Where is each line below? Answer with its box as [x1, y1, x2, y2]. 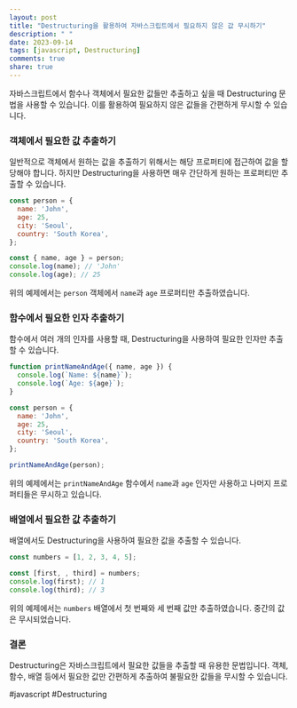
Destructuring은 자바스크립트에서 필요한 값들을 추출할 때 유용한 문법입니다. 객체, [9, 660, 289, 671]
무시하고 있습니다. [39, 489, 102, 499]
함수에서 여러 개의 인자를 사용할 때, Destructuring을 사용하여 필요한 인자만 [9, 334, 268, 345]
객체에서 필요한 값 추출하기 [9, 134, 117, 147]
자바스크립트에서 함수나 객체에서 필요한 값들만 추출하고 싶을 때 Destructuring [9, 88, 277, 99]
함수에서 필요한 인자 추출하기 [9, 312, 125, 324]
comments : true [9, 54, 66, 63]
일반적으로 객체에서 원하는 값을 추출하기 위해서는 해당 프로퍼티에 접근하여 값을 [9, 156, 279, 167]
